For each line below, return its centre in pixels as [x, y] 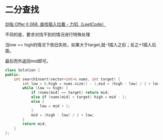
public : [13, 75]
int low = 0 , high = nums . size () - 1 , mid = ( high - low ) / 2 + [87, 84]
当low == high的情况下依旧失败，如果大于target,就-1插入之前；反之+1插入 [78, 44]
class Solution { [23, 70]
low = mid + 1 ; [55, 106]
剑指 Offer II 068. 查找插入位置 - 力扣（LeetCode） [56, 24]
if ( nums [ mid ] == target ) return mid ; [70, 93]
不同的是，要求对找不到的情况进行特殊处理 [48, 34]
